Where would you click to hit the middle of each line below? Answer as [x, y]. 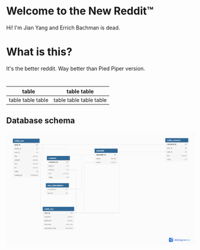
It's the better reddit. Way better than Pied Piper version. [76, 68]
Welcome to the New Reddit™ [80, 11]
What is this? [40, 52]
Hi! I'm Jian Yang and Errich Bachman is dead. [63, 28]
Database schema [41, 120]
